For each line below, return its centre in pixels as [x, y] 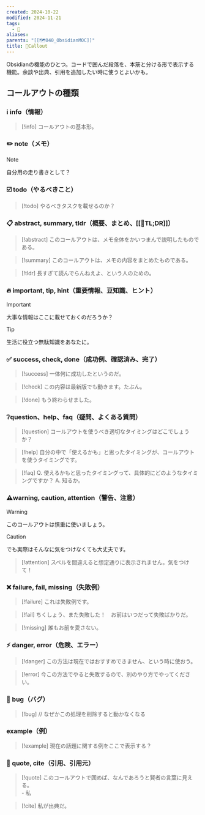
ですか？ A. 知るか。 [58, 480]
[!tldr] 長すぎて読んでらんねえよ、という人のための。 [88, 274]
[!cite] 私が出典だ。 [46, 806]
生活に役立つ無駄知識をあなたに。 [49, 342]
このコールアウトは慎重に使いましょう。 [57, 524]
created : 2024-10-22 [33, 12]
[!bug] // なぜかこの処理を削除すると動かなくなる [83, 714]
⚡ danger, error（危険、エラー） [54, 645]
